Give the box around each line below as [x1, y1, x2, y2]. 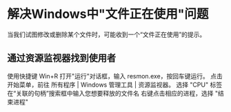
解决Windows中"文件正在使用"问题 [7, 6, 209, 22]
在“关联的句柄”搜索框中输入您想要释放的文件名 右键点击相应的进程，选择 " [7, 89, 219, 97]
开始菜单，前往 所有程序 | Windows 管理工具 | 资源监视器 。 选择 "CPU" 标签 [7, 80, 223, 89]
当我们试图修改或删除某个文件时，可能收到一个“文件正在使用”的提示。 [7, 30, 206, 38]
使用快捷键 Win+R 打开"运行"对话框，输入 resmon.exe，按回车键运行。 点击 [7, 71, 223, 80]
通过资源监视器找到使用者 [7, 52, 116, 64]
